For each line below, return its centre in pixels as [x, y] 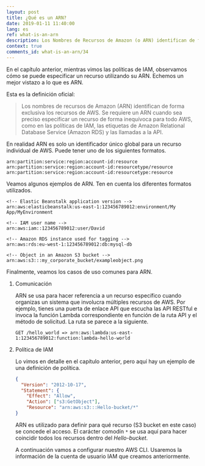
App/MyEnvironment [30, 212]
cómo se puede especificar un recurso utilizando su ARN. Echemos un [95, 76]
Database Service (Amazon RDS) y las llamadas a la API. [92, 132]
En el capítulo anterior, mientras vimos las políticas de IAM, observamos [97, 69]
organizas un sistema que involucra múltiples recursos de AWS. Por [100, 302]
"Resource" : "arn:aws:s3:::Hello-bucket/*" [82, 408]
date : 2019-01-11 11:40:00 [41, 23]
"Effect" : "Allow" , [51, 396]
